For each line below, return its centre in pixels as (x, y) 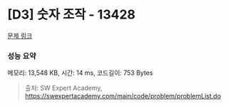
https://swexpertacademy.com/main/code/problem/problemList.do (123, 96)
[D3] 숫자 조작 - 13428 (72, 15)
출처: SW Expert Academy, (63, 88)
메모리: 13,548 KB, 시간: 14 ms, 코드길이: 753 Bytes (80, 73)
